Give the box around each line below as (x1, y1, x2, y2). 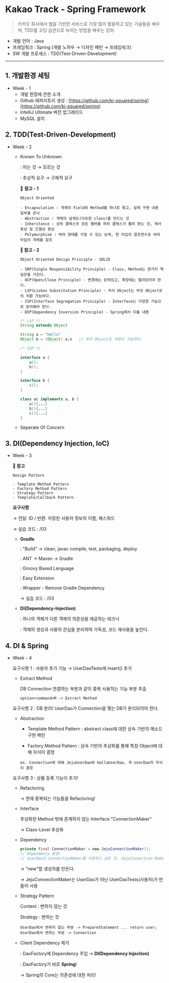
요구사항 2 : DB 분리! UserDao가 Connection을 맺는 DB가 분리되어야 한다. (12, 705, 159, 712)
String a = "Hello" (20, 332, 61, 337)
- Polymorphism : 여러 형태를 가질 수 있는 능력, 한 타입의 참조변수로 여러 (20, 232, 160, 237)
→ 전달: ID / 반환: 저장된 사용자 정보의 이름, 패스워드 (12, 515, 115, 522)
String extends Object (20, 323, 68, 328)
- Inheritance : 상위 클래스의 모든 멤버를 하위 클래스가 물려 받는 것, (20, 221, 152, 226)
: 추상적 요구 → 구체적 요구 (20, 175, 73, 181)
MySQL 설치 (20, 115, 45, 122)
